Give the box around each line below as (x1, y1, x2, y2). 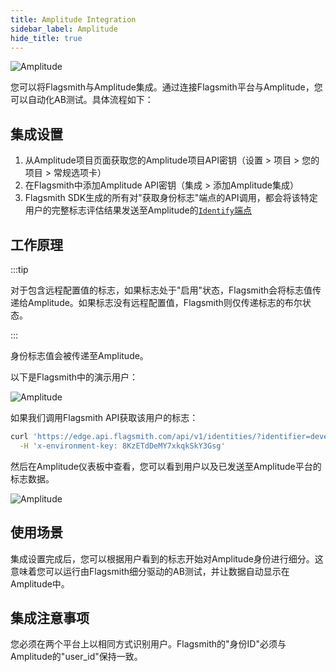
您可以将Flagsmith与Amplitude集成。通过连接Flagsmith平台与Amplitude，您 (10, 81, 323, 93)
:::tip (10, 264, 29, 275)
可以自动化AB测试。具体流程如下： (10, 94, 154, 106)
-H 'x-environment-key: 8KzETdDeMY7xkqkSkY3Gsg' (19, 441, 226, 451)
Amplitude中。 (10, 577, 70, 590)
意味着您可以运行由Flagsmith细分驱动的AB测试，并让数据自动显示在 (10, 565, 290, 577)
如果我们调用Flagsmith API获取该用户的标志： (10, 412, 199, 423)
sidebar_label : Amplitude (10, 24, 118, 34)
